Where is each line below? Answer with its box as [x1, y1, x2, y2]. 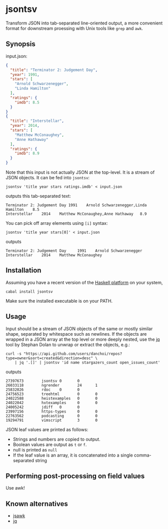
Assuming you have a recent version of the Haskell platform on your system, [5, 279, 163, 285]
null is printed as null [12, 447, 57, 453]
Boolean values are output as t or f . [12, 441, 87, 448]
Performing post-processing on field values [5, 472, 145, 481]
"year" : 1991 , [10, 72, 39, 77]
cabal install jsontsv [5, 289, 53, 294]
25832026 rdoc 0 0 [5, 387, 80, 392]
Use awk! [5, 485, 25, 491]
